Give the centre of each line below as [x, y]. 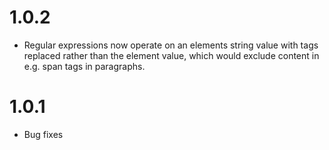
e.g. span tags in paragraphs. [84, 66]
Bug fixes [43, 134]
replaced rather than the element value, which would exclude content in [171, 55]
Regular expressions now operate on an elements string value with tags [171, 45]
